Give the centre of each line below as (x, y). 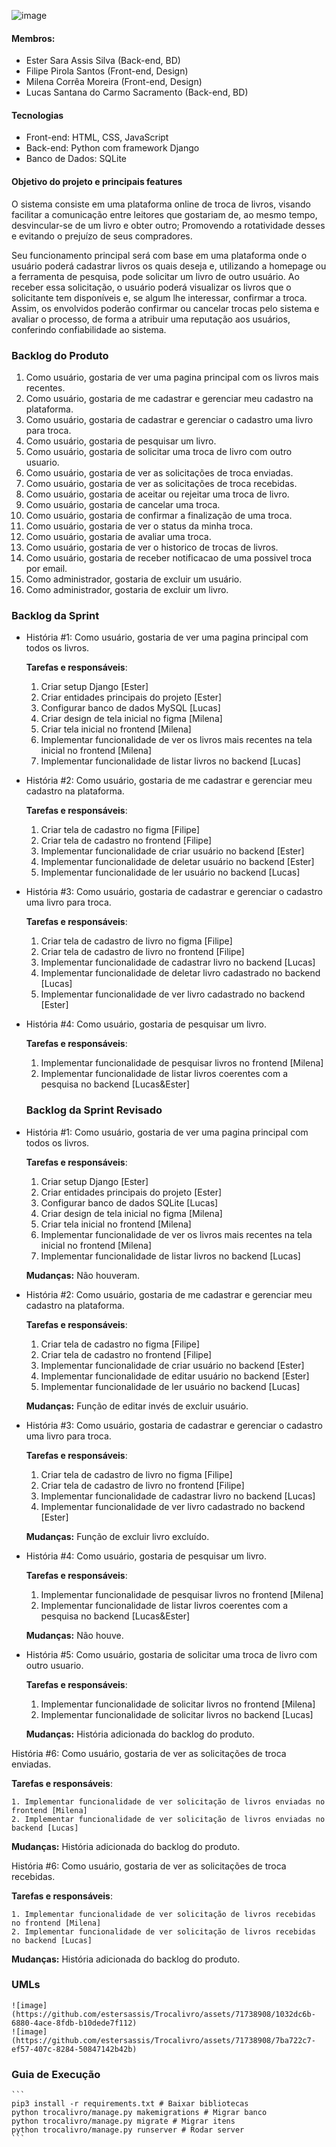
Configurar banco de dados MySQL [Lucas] (130, 708)
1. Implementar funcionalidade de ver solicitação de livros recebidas (163, 1914)
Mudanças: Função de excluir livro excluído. (117, 1536)
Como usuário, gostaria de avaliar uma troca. (118, 536)
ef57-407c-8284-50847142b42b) (74, 2049)
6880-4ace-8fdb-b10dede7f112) (74, 2023)
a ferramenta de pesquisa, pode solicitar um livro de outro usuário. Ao (155, 276)
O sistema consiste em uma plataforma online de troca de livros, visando (161, 204)
